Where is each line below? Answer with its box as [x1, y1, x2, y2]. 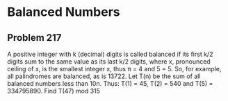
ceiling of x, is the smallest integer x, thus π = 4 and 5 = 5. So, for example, [7, 65, 222, 73]
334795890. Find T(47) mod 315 [7, 87, 101, 95]
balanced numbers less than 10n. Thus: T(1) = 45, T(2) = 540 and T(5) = [7, 80, 213, 87]
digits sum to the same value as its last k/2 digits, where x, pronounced [7, 57, 211, 66]
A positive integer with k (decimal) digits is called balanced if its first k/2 [7, 50, 213, 58]
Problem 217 [7, 32, 62, 44]
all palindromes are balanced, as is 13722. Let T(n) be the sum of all [7, 72, 201, 80]
